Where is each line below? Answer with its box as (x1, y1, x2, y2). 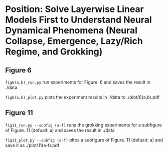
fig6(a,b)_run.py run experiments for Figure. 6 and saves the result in (5, 79, 150, 85)
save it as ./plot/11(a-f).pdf (5, 142, 60, 148)
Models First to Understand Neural (5, 14, 152, 25)
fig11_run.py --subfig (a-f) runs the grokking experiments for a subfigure (5, 121, 162, 128)
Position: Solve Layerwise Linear (5, 3, 144, 15)
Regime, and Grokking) (5, 46, 103, 57)
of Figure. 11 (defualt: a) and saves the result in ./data (5, 127, 115, 133)
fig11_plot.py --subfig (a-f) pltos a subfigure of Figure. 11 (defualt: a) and (5, 136, 163, 143)
